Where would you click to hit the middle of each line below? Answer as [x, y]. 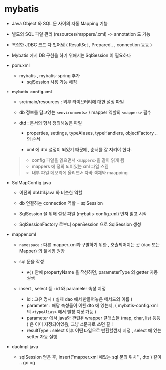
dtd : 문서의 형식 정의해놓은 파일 [50, 123]
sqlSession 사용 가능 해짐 [52, 82]
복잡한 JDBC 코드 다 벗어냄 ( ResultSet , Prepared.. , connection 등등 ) [82, 45]
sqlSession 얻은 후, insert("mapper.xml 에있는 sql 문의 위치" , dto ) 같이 [90, 357]
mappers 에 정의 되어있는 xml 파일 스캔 [70, 166]
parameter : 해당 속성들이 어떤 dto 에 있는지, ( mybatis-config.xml [92, 305]
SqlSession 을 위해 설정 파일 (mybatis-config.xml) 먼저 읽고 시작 [83, 214]
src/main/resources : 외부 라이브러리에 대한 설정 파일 [72, 102]
